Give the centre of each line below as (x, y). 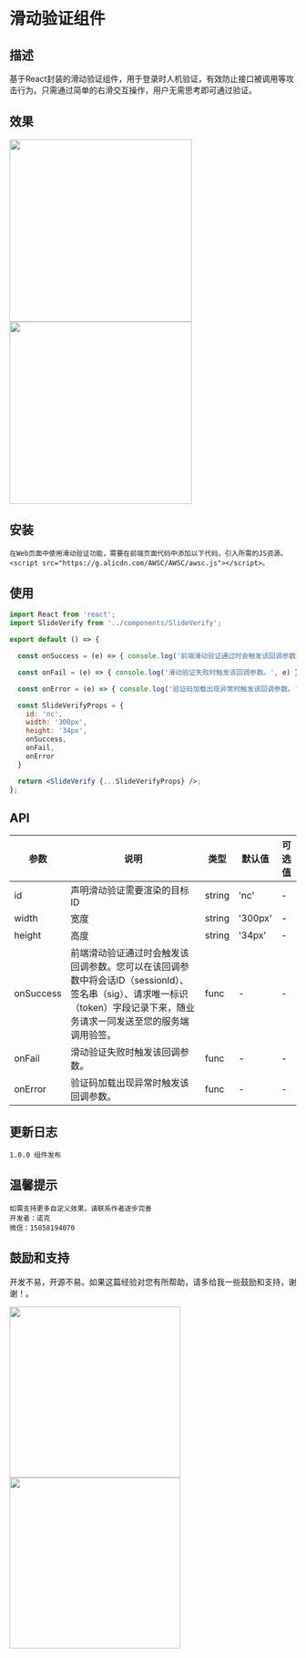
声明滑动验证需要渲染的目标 (130, 891)
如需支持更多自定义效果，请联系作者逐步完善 (81, 1209)
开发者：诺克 (30, 1218)
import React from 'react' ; (63, 615)
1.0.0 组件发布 (36, 1155)
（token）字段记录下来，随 (128, 1008)
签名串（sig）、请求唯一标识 (129, 994)
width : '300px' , (57, 722)
